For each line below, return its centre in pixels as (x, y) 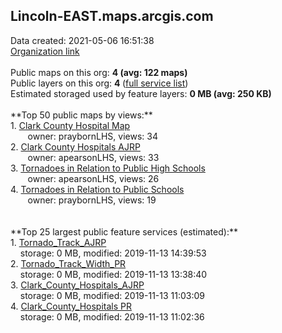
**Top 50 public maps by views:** (81, 115)
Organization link (45, 51)
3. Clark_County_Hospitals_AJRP (77, 285)
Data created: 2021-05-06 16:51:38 (82, 40)
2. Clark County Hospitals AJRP (75, 146)
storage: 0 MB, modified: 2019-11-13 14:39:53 (113, 253)
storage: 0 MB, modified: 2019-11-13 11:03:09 (112, 295)
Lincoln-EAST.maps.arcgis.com (112, 16)
